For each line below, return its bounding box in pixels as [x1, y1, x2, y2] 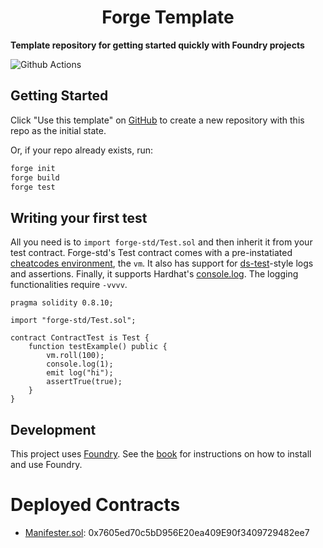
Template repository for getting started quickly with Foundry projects [10, 39, 305, 51]
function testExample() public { [28, 342, 168, 352]
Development [10, 421, 97, 438]
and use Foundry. [10, 459, 83, 470]
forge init [10, 163, 56, 173]
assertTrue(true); [46, 377, 123, 387]
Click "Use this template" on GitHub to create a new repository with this [10, 114, 305, 126]
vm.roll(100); [46, 351, 105, 361]
